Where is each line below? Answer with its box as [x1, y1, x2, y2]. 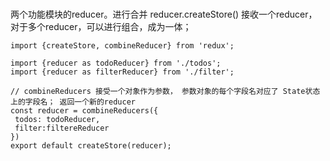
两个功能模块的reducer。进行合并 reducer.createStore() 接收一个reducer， [10, 8, 318, 20]
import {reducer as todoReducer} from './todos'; [10, 58, 222, 68]
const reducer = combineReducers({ [10, 105, 159, 116]
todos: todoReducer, [14, 114, 101, 124]
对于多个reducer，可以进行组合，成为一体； [10, 20, 192, 32]
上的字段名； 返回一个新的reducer [10, 97, 136, 107]
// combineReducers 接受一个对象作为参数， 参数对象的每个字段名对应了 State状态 [10, 86, 321, 96]
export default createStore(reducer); [10, 140, 172, 151]
